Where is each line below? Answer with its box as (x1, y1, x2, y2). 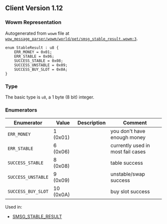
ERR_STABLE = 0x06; (14, 54, 55, 59)
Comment (123, 119, 147, 126)
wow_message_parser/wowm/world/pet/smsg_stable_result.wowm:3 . (5, 35, 138, 41)
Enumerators (5, 107, 37, 113)
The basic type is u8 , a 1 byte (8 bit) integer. (5, 94, 94, 100)
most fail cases (110, 148, 146, 155)
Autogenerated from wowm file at (5, 30, 70, 36)
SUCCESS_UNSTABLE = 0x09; (14, 62, 68, 68)
